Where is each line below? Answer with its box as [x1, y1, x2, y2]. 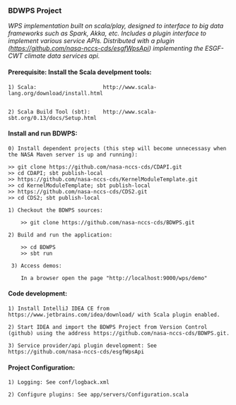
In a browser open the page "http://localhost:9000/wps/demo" [20, 274, 208, 282]
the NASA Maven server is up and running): [8, 151, 138, 158]
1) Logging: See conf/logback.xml [8, 379, 110, 386]
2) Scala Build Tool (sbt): [8, 108, 91, 115]
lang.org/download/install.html [8, 90, 103, 97]
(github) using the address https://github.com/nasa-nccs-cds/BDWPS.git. [8, 330, 230, 337]
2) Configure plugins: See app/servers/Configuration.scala [8, 391, 189, 399]
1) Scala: [8, 83, 37, 90]
